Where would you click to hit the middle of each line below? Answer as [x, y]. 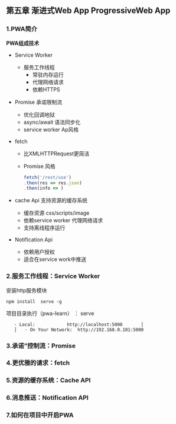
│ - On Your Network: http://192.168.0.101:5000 [79, 330]
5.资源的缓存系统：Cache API [48, 380]
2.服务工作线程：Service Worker [53, 276]
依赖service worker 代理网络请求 [63, 221]
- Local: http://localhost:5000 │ [79, 324]
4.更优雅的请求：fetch [38, 363]
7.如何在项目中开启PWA [40, 415]
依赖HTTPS [46, 89]
